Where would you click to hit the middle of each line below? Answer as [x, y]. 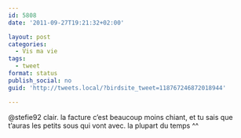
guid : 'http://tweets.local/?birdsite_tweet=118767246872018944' [117, 88]
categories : [27, 44]
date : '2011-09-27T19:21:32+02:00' [66, 23]
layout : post [29, 37]
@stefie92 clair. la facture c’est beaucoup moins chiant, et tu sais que [120, 117]
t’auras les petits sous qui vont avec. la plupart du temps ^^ [103, 125]
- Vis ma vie [37, 52]
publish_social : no [40, 80]
